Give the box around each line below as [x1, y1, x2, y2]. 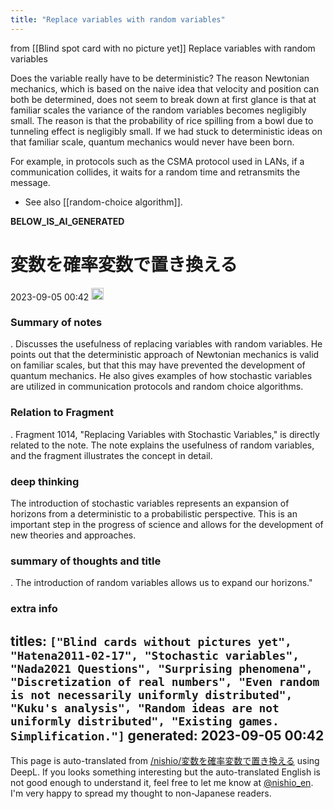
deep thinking [10, 474, 80, 488]
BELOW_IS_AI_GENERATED [10, 215, 125, 227]
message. [10, 176, 51, 188]
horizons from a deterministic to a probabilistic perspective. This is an [10, 507, 298, 520]
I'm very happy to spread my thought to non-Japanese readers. [10, 787, 272, 799]
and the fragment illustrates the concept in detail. [10, 449, 213, 461]
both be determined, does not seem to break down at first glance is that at [10, 93, 317, 105]
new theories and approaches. [10, 529, 137, 541]
